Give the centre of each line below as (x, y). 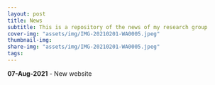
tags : (15, 54)
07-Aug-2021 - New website (50, 73)
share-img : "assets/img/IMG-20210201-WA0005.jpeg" (84, 47)
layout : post (27, 14)
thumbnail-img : (30, 40)
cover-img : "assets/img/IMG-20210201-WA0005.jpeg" (84, 34)
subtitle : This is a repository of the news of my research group (107, 27)
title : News (25, 21)
